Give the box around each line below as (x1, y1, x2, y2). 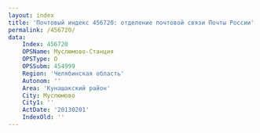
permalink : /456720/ (8, 26, 76, 34)
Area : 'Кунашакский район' (22, 84, 111, 92)
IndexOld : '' (22, 113, 65, 121)
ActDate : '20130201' (22, 106, 90, 114)
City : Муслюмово (22, 92, 76, 99)
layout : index (8, 11, 55, 20)
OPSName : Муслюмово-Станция (22, 48, 114, 56)
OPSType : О (22, 56, 58, 63)
